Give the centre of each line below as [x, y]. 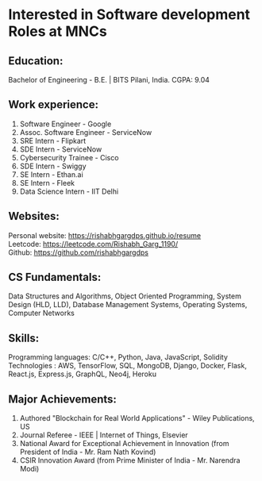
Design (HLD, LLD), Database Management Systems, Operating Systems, [128, 305]
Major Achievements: [63, 399]
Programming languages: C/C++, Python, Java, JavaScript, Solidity [118, 357]
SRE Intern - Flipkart [53, 140]
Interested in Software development [129, 15]
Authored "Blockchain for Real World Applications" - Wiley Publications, [137, 418]
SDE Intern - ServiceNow [61, 149]
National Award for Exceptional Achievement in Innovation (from [124, 444]
